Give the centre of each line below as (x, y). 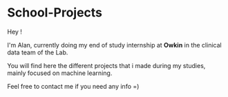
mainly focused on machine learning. (60, 73)
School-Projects (55, 13)
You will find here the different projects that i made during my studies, (106, 65)
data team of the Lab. (38, 52)
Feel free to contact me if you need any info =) (73, 86)
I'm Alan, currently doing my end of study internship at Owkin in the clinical (115, 45)
